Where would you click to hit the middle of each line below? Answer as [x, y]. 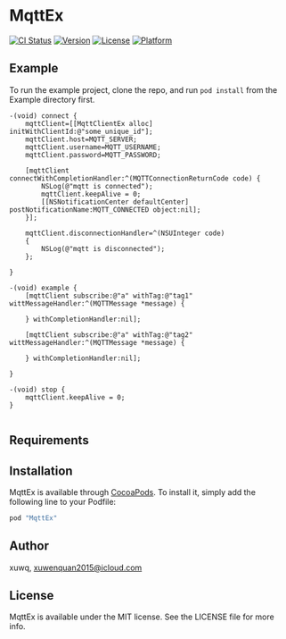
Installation [41, 471]
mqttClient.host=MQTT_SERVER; [82, 139]
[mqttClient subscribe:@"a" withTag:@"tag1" [109, 296]
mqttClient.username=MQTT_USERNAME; [94, 147]
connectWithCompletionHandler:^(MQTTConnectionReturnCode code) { [135, 178]
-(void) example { [43, 288]
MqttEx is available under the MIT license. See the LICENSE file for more [142, 617]
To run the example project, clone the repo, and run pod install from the [143, 89]
